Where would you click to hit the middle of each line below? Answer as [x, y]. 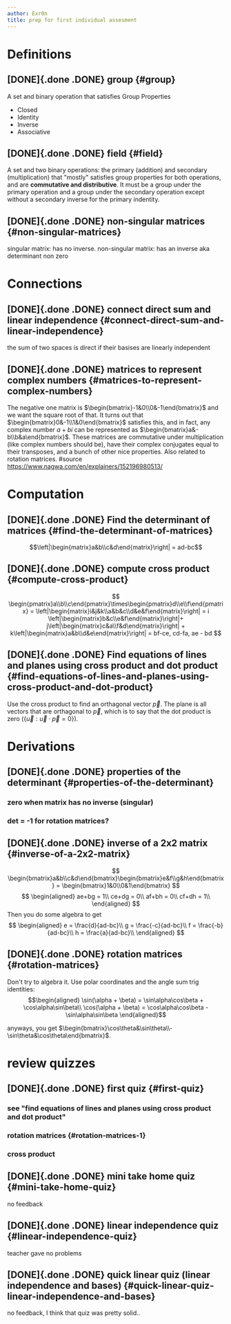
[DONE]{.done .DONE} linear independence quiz [113, 1225]
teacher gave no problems [44, 1253]
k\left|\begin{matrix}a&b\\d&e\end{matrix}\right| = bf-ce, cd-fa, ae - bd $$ [116, 633]
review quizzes [51, 1063]
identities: [21, 989]
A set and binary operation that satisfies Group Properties [89, 96]
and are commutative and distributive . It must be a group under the [104, 185]
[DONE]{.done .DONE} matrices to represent [104, 370]
